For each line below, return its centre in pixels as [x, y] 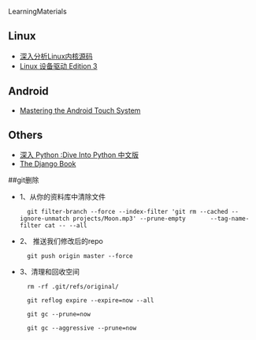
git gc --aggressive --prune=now [82, 328]
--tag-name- [230, 219]
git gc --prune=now [59, 315]
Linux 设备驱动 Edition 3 [58, 65]
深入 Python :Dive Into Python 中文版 [79, 155]
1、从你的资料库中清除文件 [63, 197]
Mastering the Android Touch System [80, 110]
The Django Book [48, 164]
